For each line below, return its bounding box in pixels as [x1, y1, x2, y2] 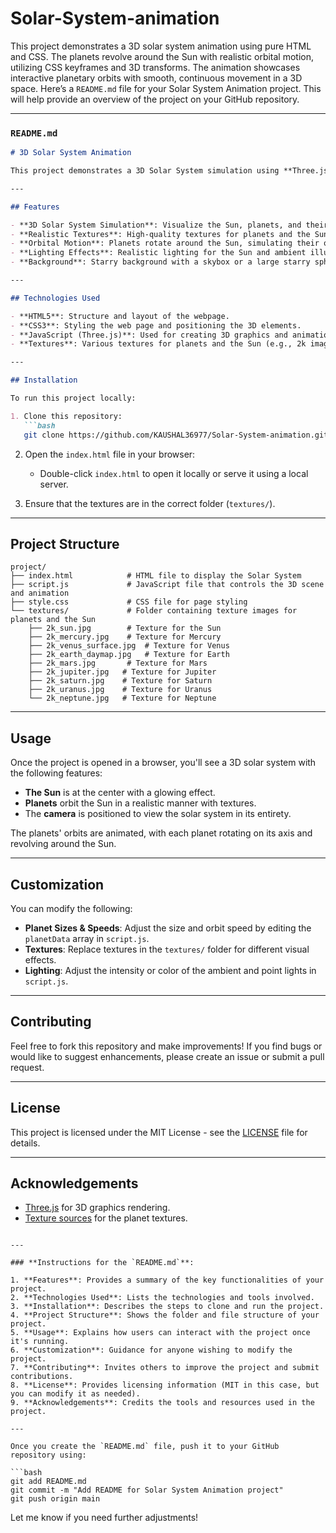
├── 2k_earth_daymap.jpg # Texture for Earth [28, 650, 230, 660]
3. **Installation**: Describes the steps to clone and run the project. [10, 1302, 325, 1312]
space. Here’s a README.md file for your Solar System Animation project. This [10, 82, 322, 94]
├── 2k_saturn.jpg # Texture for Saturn [28, 676, 213, 686]
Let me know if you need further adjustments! [10, 1512, 199, 1524]
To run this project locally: [10, 393, 137, 404]
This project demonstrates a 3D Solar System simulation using [10, 166, 280, 176]
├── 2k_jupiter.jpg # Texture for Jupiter [28, 667, 217, 677]
